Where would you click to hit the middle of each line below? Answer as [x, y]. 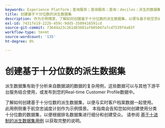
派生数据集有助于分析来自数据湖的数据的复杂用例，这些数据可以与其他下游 [80, 85]
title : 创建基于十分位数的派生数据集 [39, 14]
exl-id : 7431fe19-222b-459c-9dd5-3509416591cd [54, 23]
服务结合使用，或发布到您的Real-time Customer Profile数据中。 [73, 92]
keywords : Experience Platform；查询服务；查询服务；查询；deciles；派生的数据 [81, 10]
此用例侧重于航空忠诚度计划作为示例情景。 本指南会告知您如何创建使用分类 [81, 108]
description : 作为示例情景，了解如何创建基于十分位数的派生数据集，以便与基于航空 [80, 19]
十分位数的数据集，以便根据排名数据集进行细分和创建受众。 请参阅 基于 [77, 114]
